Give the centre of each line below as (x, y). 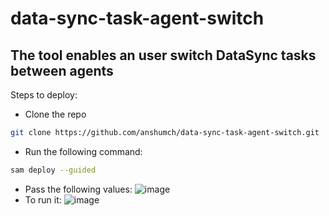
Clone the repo (55, 114)
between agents (62, 70)
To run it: (43, 199)
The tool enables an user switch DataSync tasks (163, 55)
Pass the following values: (78, 189)
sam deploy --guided (53, 170)
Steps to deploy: (44, 95)
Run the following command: (83, 151)
